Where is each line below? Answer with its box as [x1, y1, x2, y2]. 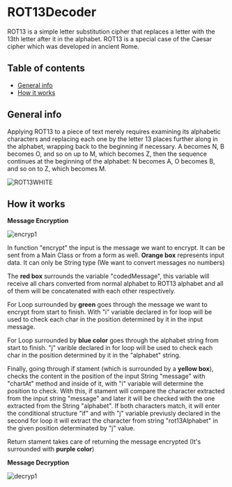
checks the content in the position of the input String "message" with [7, 372, 206, 381]
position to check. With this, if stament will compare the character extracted [7, 387, 225, 395]
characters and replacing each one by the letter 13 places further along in [7, 134, 218, 143]
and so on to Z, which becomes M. [7, 164, 107, 173]
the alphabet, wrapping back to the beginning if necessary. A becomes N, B [7, 142, 225, 150]
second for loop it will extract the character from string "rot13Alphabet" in [7, 416, 218, 425]
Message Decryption [7, 458, 70, 467]
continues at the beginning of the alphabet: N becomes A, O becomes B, [7, 157, 215, 165]
